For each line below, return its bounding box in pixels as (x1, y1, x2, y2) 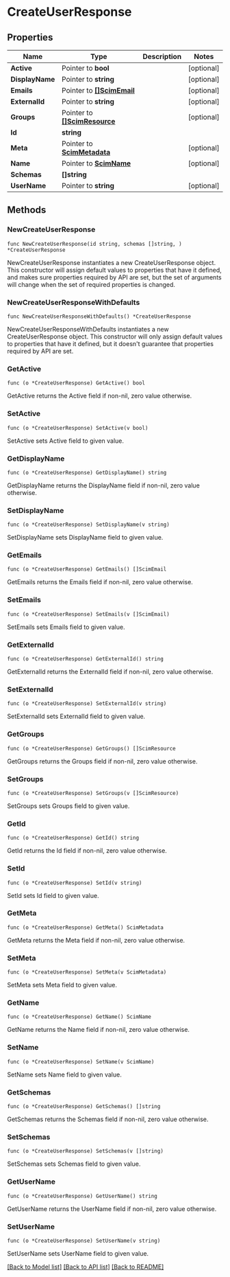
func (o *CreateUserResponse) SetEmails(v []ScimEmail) (7, 610, 170, 618)
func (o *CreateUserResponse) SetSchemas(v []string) (7, 1148, 164, 1155)
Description (142, 52, 182, 61)
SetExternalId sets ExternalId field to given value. (7, 712, 146, 721)
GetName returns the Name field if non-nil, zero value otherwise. (7, 1026, 190, 1034)
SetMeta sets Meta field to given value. (7, 981, 118, 989)
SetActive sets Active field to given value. (7, 437, 125, 445)
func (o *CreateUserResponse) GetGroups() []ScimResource (7, 745, 176, 752)
